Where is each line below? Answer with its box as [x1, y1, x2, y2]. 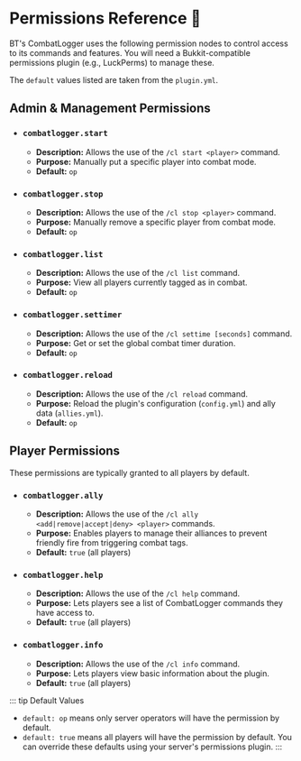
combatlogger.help [22, 570, 104, 580]
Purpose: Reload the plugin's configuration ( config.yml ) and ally [35, 398, 277, 408]
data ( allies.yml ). [35, 408, 104, 418]
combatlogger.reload [22, 370, 113, 380]
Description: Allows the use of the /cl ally [35, 509, 199, 519]
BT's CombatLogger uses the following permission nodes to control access [9, 38, 288, 49]
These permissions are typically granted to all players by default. [9, 467, 250, 478]
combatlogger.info [22, 640, 104, 650]
